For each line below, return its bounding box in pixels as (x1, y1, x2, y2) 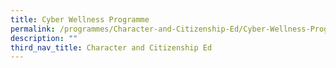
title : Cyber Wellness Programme (10, 14, 150, 25)
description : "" (10, 33, 78, 43)
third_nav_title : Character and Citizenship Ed (10, 42, 213, 53)
